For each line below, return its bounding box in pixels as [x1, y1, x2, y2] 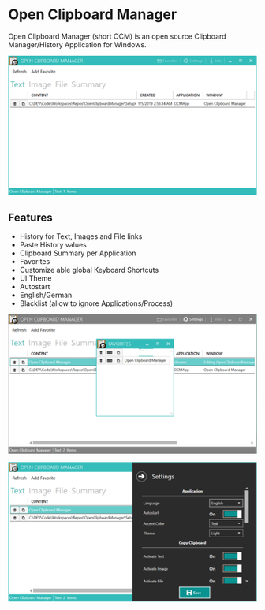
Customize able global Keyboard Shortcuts [19, 266, 159, 275]
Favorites [19, 257, 50, 266]
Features [8, 210, 53, 224]
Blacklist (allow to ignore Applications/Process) [19, 299, 174, 308]
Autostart [19, 282, 50, 292]
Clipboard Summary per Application [19, 248, 136, 258]
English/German [19, 290, 73, 300]
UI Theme [19, 273, 52, 283]
